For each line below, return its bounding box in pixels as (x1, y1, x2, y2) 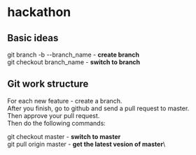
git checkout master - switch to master (7, 132, 121, 140)
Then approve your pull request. (7, 111, 100, 119)
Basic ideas (7, 32, 59, 44)
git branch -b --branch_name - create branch (7, 50, 140, 59)
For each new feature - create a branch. (7, 96, 122, 105)
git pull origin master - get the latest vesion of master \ (7, 140, 166, 148)
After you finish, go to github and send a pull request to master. (7, 104, 190, 112)
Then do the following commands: (7, 119, 106, 127)
